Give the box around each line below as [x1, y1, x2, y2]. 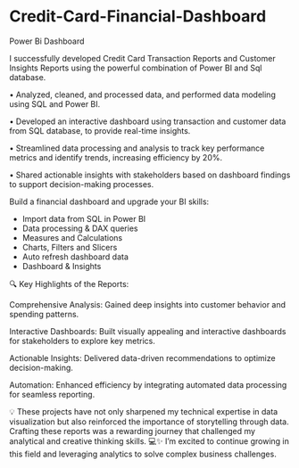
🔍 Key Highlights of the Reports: [9, 278, 129, 289]
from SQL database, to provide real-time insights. [9, 125, 191, 135]
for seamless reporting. [9, 389, 96, 399]
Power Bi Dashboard [9, 36, 85, 46]
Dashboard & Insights [21, 260, 102, 271]
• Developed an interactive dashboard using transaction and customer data [9, 116, 287, 127]
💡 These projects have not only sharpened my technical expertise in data [9, 406, 278, 416]
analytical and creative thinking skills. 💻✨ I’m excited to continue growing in [9, 435, 290, 447]
